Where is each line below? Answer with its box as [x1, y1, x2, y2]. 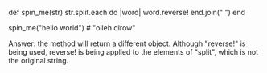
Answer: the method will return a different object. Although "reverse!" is [8, 39, 246, 48]
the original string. [8, 56, 69, 65]
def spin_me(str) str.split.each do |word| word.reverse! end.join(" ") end [8, 8, 245, 17]
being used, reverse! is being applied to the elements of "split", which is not [8, 47, 259, 56]
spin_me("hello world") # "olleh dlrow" [8, 23, 136, 32]
